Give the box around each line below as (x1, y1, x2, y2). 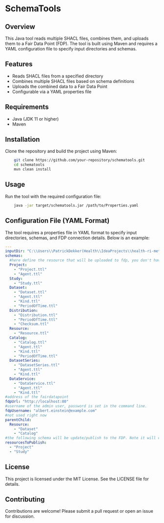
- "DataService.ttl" (14, 381, 56, 386)
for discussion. (5, 513, 35, 520)
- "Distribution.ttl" (14, 312, 58, 318)
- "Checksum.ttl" (14, 322, 49, 326)
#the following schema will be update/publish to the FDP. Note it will (5, 436, 156, 441)
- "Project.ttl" (14, 267, 47, 272)
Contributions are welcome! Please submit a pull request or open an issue (5, 508, 154, 514)
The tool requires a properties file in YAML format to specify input (5, 229, 137, 235)
